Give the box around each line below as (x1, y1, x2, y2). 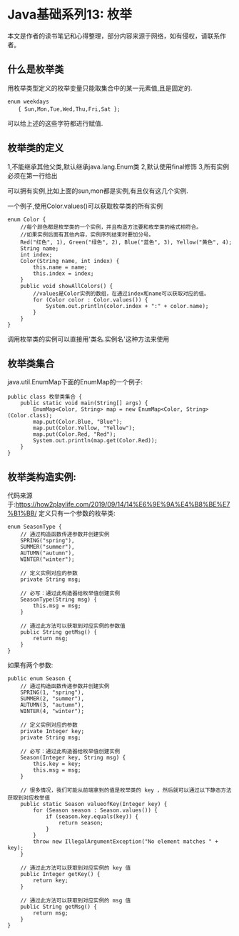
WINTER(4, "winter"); (20, 708, 84, 715)
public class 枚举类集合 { (7, 394, 82, 401)
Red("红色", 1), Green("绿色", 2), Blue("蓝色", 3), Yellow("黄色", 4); (20, 239, 233, 246)
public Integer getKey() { (20, 871, 101, 878)
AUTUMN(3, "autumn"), (20, 702, 84, 709)
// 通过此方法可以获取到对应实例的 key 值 (20, 865, 131, 872)
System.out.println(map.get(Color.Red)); (33, 437, 158, 444)
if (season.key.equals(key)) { (45, 813, 139, 820)
